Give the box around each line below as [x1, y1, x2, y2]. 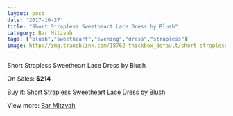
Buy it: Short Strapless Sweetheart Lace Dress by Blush [7, 88, 166, 96]
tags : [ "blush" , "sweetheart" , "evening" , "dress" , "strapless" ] [7, 36, 188, 43]
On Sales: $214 [7, 75, 51, 83]
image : [7, 42, 26, 49]
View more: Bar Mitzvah [7, 101, 76, 109]
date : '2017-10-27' [7, 17, 64, 23]
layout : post [7, 10, 45, 17]
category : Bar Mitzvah [7, 29, 73, 37]
